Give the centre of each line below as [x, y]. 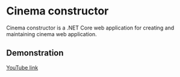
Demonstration [35, 53]
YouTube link [22, 67]
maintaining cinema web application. [52, 34]
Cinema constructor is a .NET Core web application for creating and [90, 28]
